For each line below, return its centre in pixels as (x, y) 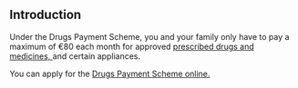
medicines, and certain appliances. (75, 56)
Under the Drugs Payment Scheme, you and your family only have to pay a (149, 36)
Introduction (46, 15)
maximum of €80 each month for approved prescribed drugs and (132, 46)
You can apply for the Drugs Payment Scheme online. (110, 73)
